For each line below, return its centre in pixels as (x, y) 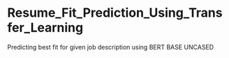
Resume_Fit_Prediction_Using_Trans (115, 13)
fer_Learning (45, 28)
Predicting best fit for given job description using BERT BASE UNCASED (111, 47)
